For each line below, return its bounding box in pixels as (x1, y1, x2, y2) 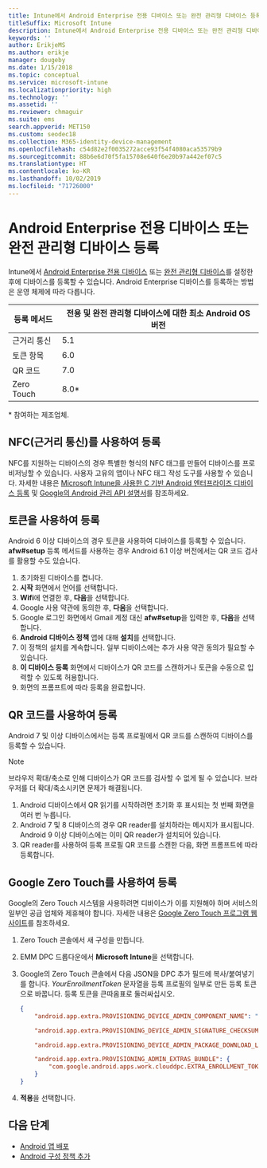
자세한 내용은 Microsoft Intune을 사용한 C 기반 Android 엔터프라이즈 (18, 478, 233, 487)
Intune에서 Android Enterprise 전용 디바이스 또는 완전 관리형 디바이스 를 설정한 (8, 266, 253, 276)
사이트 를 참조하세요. (8, 918, 70, 927)
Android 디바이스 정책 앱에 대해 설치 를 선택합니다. (19, 633, 176, 643)
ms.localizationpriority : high (8, 85, 112, 94)
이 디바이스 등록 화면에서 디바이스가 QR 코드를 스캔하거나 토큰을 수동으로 (19, 663, 246, 672)
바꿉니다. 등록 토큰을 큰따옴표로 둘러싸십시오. (34, 989, 175, 998)
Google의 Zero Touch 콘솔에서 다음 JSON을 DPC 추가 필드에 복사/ (19, 969, 229, 978)
